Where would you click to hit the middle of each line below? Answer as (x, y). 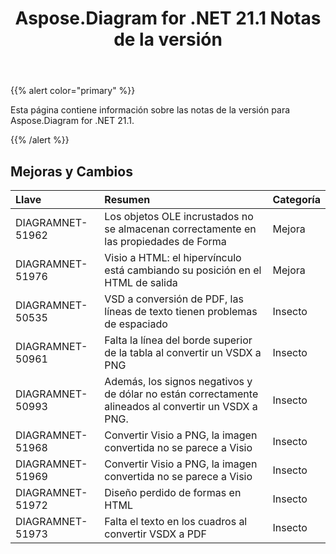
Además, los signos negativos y (178, 381)
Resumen (127, 199)
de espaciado (136, 324)
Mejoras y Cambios (71, 171)
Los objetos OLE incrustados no (179, 216)
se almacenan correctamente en (180, 229)
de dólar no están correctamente (181, 394)
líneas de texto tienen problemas (181, 311)
